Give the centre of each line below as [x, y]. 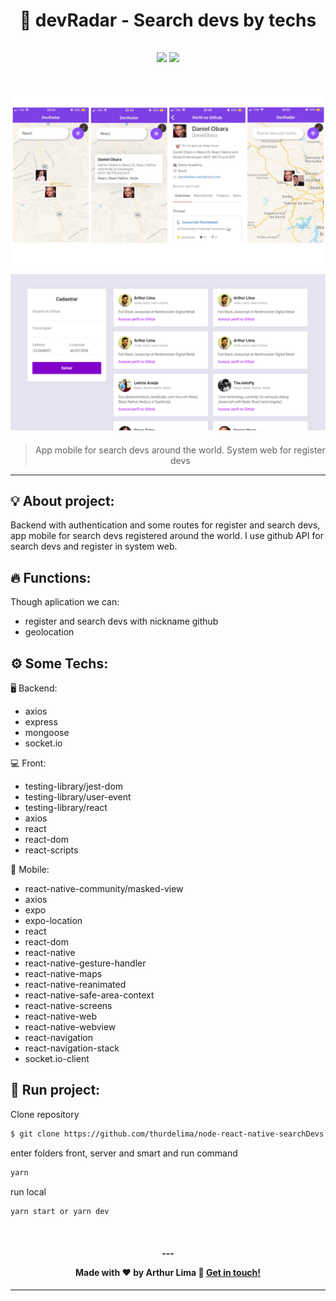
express [41, 721]
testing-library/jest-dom [74, 786]
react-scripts [51, 850]
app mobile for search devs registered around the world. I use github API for [167, 536]
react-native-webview [70, 1026]
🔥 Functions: [51, 577]
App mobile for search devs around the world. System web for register [180, 450]
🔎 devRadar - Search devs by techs [168, 20]
